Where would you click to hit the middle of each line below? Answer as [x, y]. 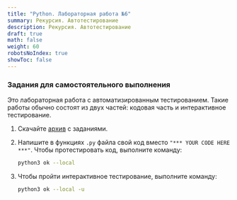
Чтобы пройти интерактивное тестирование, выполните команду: [117, 176]
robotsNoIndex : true [38, 54]
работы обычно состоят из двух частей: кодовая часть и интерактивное [117, 107]
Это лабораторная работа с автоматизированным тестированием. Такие [118, 100]
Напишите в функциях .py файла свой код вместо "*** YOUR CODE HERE [124, 143]
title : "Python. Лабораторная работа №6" [69, 14]
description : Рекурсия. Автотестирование [69, 27]
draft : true [25, 34]
